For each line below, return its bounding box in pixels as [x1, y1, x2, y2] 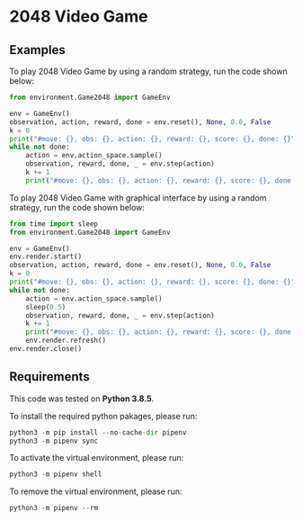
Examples [9, 42, 66, 58]
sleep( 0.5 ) [25, 302, 67, 311]
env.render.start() [9, 252, 83, 262]
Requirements [9, 369, 90, 384]
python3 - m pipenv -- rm [9, 504, 99, 513]
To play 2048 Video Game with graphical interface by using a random [9, 192, 267, 203]
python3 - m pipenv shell [9, 470, 102, 479]
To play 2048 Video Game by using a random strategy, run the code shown [9, 66, 288, 76]
